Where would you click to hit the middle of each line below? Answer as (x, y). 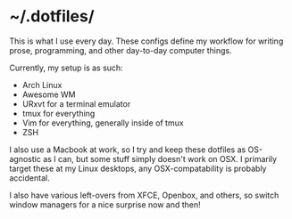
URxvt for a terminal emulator (76, 103)
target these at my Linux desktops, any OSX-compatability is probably (138, 168)
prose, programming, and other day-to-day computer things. (121, 50)
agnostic (25, 158)
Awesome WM (49, 94)
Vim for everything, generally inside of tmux (103, 123)
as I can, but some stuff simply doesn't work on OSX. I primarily (160, 158)
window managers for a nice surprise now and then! (105, 204)
